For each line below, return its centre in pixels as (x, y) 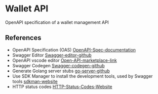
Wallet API (27, 9)
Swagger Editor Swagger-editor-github (52, 55)
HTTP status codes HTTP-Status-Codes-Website (62, 87)
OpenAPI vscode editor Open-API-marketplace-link (64, 60)
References (23, 38)
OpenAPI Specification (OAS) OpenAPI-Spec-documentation (74, 49)
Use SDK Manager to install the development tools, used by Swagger (82, 76)
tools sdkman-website (35, 81)
